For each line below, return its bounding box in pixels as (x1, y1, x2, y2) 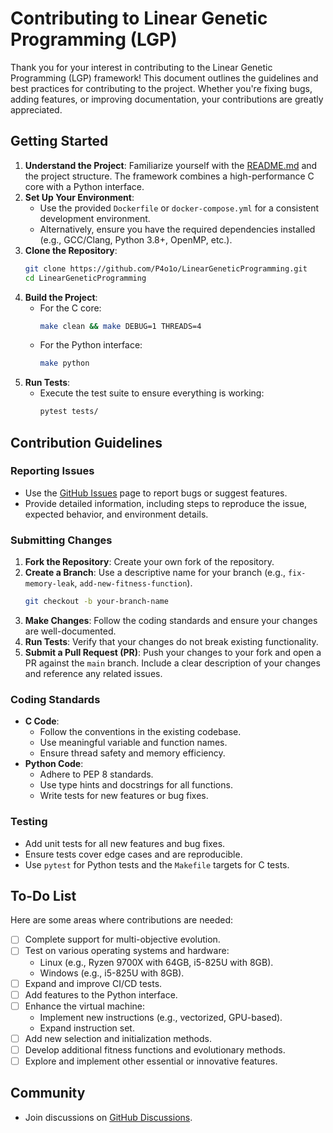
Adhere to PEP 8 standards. (39, 768, 154, 781)
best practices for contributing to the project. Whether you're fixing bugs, (10, 82, 313, 94)
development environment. (39, 212, 151, 224)
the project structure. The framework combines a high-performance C (24, 170, 315, 182)
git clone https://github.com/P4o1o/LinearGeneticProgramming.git (24, 263, 308, 274)
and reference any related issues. (24, 667, 163, 679)
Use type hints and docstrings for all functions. (39, 779, 233, 791)
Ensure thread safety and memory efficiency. (39, 747, 226, 759)
